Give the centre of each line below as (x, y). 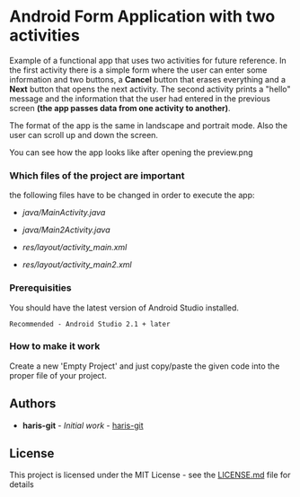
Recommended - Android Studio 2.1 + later (90, 324)
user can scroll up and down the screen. (84, 135)
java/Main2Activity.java (66, 230)
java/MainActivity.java (64, 213)
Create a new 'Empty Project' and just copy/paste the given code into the (145, 366)
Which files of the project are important (97, 175)
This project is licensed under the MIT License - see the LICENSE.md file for (150, 475)
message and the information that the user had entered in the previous (140, 98)
